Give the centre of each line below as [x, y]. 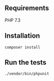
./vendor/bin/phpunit [27, 74]
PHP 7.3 [13, 20]
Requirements [27, 8]
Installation [22, 36]
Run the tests [26, 62]
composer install [23, 47]
